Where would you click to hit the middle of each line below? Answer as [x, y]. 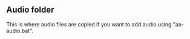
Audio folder [30, 10]
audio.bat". [20, 31]
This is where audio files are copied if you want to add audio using [89, 24]
